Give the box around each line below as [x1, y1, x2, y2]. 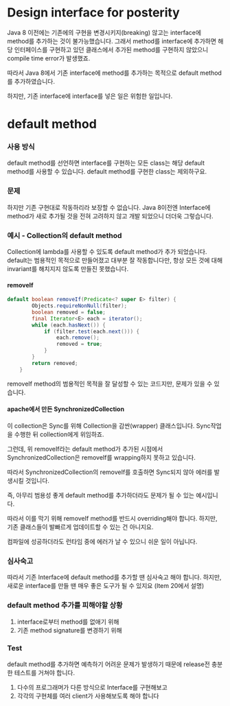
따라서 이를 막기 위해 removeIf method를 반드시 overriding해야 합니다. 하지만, [7, 514, 218, 522]
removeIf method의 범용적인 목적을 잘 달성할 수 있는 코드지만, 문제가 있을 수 [7, 379, 213, 388]
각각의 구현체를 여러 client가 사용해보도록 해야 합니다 [16, 692, 159, 700]
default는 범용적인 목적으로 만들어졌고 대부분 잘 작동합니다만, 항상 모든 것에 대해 [7, 256, 223, 265]
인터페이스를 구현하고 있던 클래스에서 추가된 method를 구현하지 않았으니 [14, 45, 209, 54]
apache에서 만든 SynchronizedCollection [7, 405, 125, 413]
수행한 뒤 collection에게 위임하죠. [14, 430, 104, 438]
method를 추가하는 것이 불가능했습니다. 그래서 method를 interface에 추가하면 [7, 36, 217, 45]
